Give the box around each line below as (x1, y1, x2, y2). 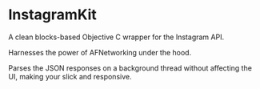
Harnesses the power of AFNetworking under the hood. (8, 47, 192, 57)
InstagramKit (8, 6, 98, 24)
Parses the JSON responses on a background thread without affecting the (8, 63, 252, 73)
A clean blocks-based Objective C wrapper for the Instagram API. (8, 32, 225, 42)
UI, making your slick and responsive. (8, 71, 132, 81)
